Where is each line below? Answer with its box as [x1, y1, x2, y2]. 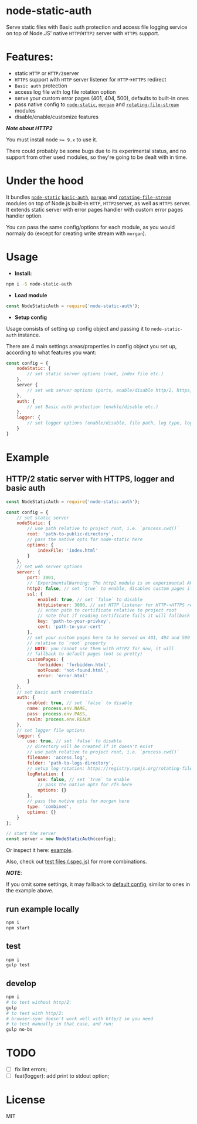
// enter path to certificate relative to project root [37, 607, 177, 613]
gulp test [6, 962, 30, 968]
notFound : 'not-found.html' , [37, 667, 109, 673]
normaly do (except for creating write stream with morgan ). [6, 230, 147, 237]
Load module [14, 291, 47, 298]
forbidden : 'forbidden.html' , [37, 662, 111, 668]
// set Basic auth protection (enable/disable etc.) [27, 403, 159, 410]
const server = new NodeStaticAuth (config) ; [6, 836, 117, 842]
